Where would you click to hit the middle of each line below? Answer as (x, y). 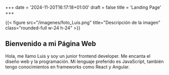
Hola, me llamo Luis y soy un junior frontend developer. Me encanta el (78, 56)
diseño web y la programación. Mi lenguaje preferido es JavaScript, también (84, 61)
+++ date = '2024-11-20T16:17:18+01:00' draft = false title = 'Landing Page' (83, 7)
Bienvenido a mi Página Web (51, 44)
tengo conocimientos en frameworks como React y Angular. (68, 67)
